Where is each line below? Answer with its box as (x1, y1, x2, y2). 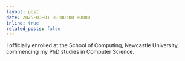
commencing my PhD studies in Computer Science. (6, 48, 135, 56)
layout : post (6, 8, 39, 15)
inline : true (6, 20, 39, 26)
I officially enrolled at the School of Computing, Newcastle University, (6, 42, 180, 49)
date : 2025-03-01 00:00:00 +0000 (6, 14, 91, 20)
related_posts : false (6, 25, 61, 32)
